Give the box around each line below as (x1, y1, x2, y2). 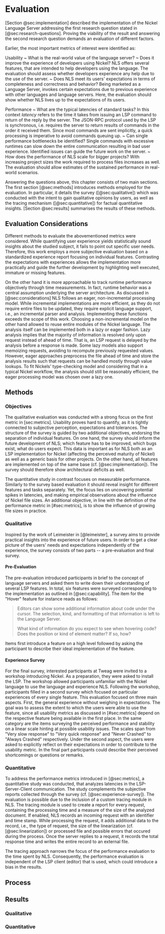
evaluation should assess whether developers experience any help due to (5, 70, 155, 76)
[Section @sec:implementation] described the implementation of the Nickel (5, 20, 158, 26)
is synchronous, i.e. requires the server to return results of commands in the (5, 122, 160, 128)
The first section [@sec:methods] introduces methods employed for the (5, 184, 151, 190)
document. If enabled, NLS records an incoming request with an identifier (5, 812, 154, 818)
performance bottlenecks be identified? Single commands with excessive (5, 138, 154, 144)
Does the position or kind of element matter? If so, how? (17, 631, 132, 637)
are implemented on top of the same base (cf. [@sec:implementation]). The (5, 462, 158, 467)
